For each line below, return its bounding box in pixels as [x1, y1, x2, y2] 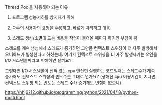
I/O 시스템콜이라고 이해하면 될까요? [5, 58, 72, 63]
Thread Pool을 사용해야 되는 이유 [5, 4, 68, 10]
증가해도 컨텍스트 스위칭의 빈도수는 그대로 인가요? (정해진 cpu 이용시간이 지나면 [5, 74, 156, 79]
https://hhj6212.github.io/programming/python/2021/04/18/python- [5, 90, 139, 95]
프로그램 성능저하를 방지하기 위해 [12, 15, 74, 20]
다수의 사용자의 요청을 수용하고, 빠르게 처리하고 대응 [12, 25, 110, 30]
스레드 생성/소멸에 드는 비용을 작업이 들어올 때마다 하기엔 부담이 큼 [12, 35, 138, 41]
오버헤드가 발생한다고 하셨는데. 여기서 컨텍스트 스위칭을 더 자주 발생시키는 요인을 [5, 51, 158, 57]
